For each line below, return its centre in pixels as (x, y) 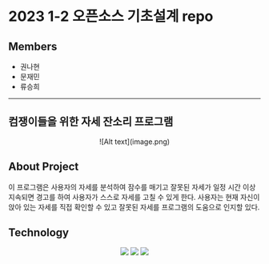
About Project (44, 167)
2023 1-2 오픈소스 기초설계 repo (111, 16)
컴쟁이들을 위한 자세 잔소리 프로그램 (91, 122)
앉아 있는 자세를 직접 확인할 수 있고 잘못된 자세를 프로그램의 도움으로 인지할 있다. (134, 207)
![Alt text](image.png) (134, 142)
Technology (39, 233)
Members (33, 46)
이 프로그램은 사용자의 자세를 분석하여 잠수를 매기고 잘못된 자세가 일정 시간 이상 (132, 187)
